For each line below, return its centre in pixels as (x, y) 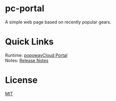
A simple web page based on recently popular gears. (58, 22)
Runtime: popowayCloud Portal (36, 55)
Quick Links (29, 42)
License (21, 80)
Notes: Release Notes (27, 60)
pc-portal (25, 9)
